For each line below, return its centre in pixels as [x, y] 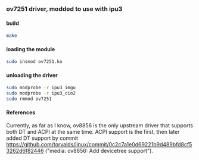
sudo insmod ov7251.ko [34, 62]
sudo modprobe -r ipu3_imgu [41, 88]
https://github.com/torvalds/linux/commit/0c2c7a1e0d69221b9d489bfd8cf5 [99, 145]
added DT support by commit [42, 138]
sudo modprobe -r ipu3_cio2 [41, 93]
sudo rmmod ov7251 [29, 99]
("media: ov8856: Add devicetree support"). [99, 151]
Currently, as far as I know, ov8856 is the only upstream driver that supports [100, 126]
